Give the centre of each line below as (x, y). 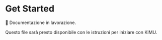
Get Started (30, 9)
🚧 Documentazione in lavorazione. (41, 22)
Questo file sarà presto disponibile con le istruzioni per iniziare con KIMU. (81, 32)
